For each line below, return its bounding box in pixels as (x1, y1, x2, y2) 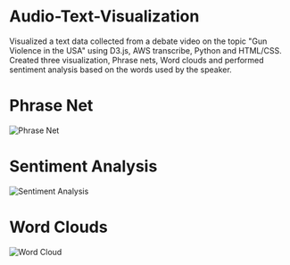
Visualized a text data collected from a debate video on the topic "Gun (9, 36, 268, 46)
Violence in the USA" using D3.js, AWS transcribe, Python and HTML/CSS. (9, 45, 283, 55)
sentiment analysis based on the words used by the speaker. (9, 64, 232, 75)
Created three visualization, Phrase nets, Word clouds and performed (9, 54, 265, 65)
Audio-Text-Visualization (9, 6, 200, 27)
